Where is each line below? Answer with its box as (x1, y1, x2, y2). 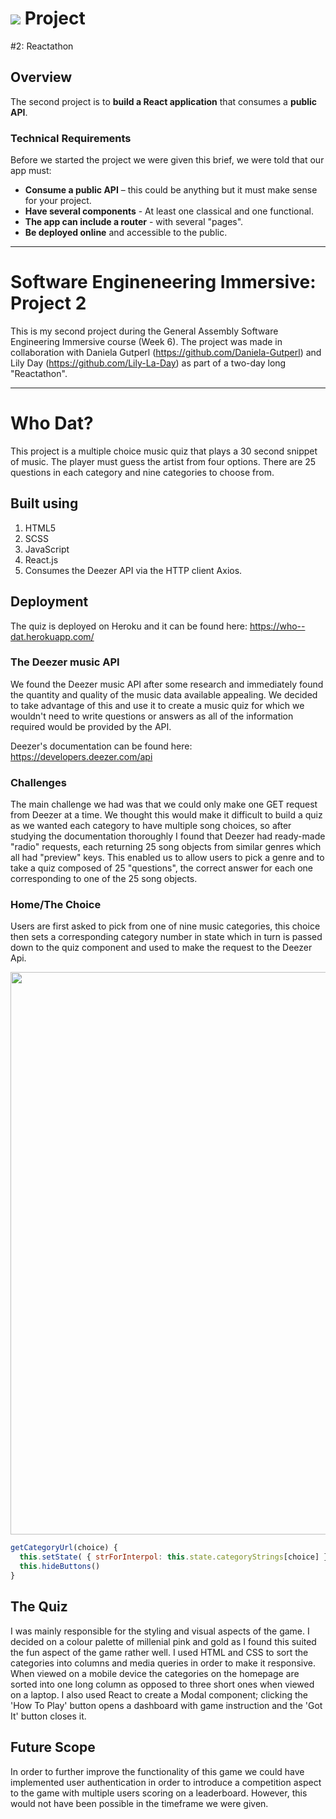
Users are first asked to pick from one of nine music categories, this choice (10, 920, 321, 932)
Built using (10, 495, 79, 512)
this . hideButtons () (19, 1562, 101, 1572)
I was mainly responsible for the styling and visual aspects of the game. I (10, 1625, 310, 1637)
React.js (24, 553, 59, 566)
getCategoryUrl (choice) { (10, 1543, 118, 1553)
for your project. (24, 195, 92, 207)
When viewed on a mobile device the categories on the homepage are (10, 1667, 300, 1679)
